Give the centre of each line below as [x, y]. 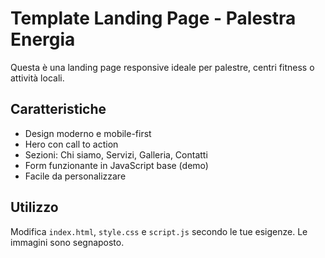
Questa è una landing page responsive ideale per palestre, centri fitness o [162, 67]
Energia [43, 39]
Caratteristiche [58, 109]
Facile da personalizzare [75, 176]
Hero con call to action [71, 144]
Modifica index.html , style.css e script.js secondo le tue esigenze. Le [159, 231]
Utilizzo [34, 207]
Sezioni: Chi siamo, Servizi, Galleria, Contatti [116, 154]
